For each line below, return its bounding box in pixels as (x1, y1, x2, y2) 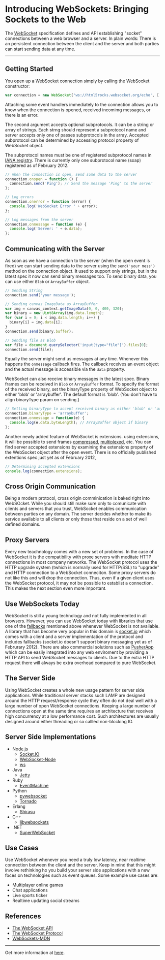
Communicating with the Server (5, 245, 105, 253)
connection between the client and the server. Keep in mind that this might (5, 862, 156, 868)
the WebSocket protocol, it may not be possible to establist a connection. (5, 580, 153, 586)
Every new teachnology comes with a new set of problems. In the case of (5, 549, 154, 555)
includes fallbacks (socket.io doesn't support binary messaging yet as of (5, 639, 152, 644)
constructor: (5, 83, 30, 89)
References (5, 912, 41, 920)
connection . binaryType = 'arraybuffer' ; (5, 411, 89, 416)
